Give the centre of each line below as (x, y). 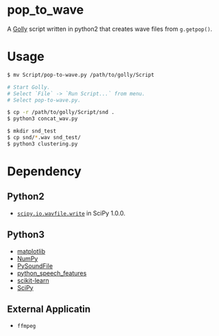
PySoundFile (35, 265)
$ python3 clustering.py (42, 144)
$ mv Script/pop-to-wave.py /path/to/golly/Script (81, 75)
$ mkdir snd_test (32, 131)
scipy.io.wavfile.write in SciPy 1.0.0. (71, 213)
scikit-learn (33, 280)
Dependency (44, 171)
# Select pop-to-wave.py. (44, 100)
